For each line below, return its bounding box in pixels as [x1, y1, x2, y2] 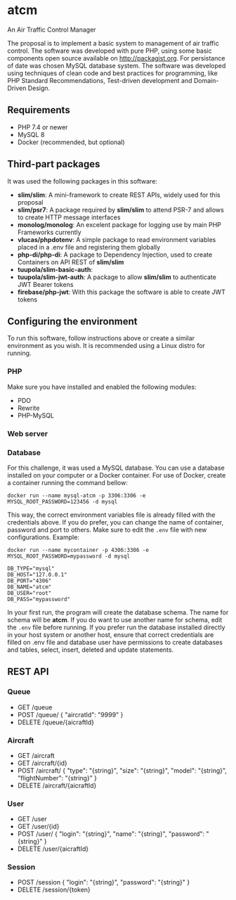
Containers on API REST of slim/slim [17, 257, 124, 266]
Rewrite [17, 404, 40, 412]
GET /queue [17, 702, 53, 712]
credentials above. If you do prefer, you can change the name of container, [7, 517, 223, 526]
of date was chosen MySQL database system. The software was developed [7, 61, 226, 70]
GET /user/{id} [17, 822, 60, 831]
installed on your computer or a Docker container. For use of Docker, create [7, 470, 226, 480]
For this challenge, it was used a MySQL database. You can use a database [7, 463, 225, 472]
